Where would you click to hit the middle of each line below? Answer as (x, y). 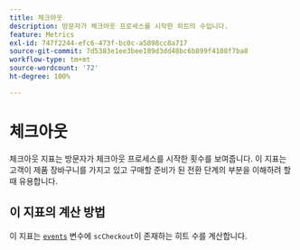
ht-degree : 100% (40, 77)
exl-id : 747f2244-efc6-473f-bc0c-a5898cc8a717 (98, 43)
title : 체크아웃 (36, 18)
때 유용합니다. (34, 181)
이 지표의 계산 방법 (57, 213)
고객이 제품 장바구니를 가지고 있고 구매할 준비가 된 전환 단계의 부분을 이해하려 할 (150, 170)
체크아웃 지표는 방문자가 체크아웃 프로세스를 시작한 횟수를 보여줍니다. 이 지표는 (148, 158)
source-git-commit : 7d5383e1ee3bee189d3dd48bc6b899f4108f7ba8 (129, 51)
